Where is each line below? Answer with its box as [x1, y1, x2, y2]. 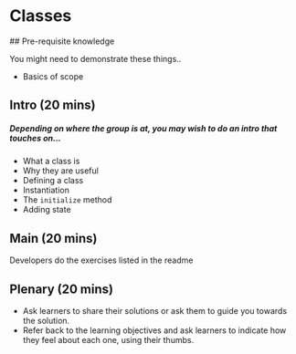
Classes [9, 5, 72, 26]
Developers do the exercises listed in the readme [9, 255, 194, 265]
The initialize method [22, 194, 112, 205]
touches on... [9, 132, 62, 143]
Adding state [22, 204, 71, 215]
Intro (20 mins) [9, 98, 96, 113]
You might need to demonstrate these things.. [9, 53, 182, 64]
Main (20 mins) [9, 230, 98, 246]
